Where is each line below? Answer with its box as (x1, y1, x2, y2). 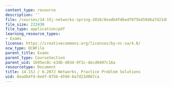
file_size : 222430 (5, 21, 45, 27)
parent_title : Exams (5, 50, 50, 55)
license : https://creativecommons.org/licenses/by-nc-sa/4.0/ (5, 41, 141, 46)
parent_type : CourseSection (5, 55, 66, 60)
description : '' (5, 12, 40, 17)
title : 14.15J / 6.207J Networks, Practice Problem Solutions (5, 70, 141, 75)
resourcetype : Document (5, 64, 56, 70)
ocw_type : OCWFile (5, 46, 45, 51)
